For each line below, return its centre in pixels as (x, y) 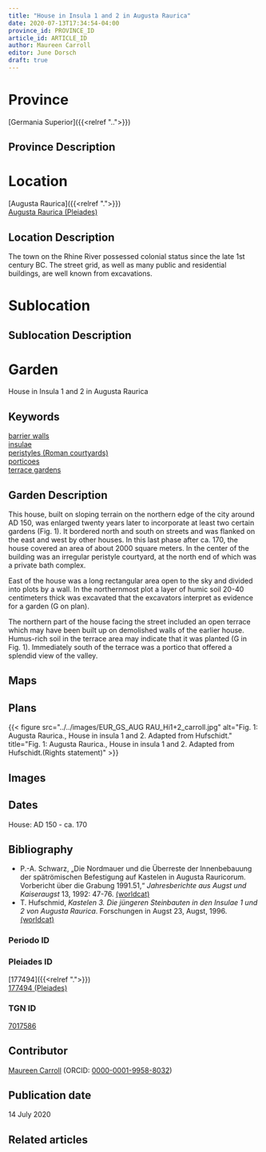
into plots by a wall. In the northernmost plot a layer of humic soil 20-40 (126, 589)
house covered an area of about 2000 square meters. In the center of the (129, 548)
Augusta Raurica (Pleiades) (53, 212)
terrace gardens (35, 470)
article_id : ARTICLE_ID (48, 38)
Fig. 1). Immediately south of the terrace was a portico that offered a (120, 648)
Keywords (34, 417)
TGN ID (22, 1008)
